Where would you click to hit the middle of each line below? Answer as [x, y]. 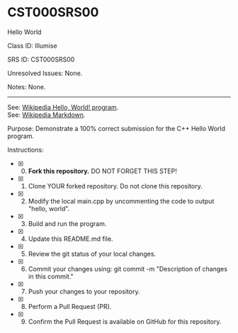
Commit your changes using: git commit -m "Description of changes [128, 269]
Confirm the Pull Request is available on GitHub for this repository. [125, 321]
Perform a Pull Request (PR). [70, 306]
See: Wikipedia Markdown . [46, 115]
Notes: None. [27, 86]
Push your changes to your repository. [84, 291]
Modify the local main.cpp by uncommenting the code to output [121, 201]
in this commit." [51, 276]
